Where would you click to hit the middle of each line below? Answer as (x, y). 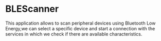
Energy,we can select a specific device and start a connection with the (80, 28)
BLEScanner (32, 9)
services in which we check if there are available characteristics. (74, 34)
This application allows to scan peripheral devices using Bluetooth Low (80, 23)
